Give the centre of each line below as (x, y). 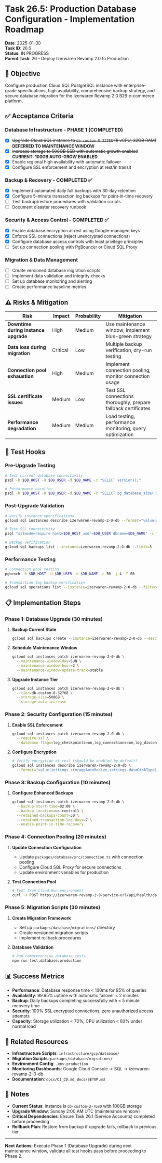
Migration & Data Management (41, 259)
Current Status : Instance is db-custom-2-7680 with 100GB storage (77, 1106)
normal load (24, 1026)
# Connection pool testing (32, 569)
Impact (61, 316)
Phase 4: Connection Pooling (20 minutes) (56, 837)
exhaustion (20, 376)
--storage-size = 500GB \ (40, 697)
